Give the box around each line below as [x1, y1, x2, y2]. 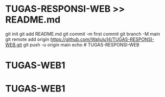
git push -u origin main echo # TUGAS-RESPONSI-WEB [22, 41, 139, 47]
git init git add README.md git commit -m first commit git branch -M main [5, 31, 160, 37]
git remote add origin [5, 36, 50, 42]
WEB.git [5, 41, 22, 47]
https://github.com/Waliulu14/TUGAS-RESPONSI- [50, 36, 155, 42]
